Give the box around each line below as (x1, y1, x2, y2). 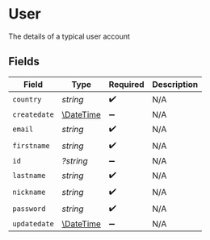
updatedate (12, 219, 54, 228)
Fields (8, 55, 40, 68)
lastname (12, 171, 46, 180)
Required (108, 78, 145, 89)
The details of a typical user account (8, 31, 131, 41)
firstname (12, 142, 50, 151)
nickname (12, 188, 46, 197)
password (12, 205, 46, 213)
